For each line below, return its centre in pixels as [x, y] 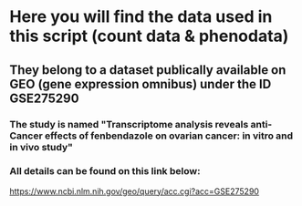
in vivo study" [41, 147]
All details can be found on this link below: [105, 171]
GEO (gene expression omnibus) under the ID [141, 84]
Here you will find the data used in [141, 17]
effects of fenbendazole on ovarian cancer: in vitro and [169, 136]
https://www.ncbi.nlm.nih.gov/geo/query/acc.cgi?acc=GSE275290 [135, 191]
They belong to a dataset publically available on [148, 70]
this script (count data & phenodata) [149, 36]
